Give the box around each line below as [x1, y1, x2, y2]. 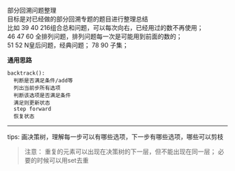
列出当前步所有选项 [13, 84, 61, 91]
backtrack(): [7, 70, 45, 77]
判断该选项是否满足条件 [13, 92, 71, 99]
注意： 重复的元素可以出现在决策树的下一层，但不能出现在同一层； [24, 147, 217, 156]
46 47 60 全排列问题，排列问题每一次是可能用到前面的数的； [7, 32, 183, 40]
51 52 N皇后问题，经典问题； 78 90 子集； [7, 41, 129, 49]
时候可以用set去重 [36, 156, 89, 164]
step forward [13, 105, 52, 112]
